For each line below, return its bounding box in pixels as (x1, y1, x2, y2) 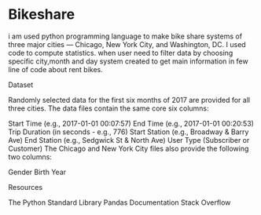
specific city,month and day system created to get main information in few (8, 56, 249, 66)
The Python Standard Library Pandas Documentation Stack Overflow (8, 198, 231, 207)
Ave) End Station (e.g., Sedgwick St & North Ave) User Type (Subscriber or (8, 135, 250, 144)
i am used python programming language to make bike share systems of (8, 31, 242, 41)
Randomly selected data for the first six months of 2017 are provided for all (8, 95, 250, 104)
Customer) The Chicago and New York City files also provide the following (8, 144, 249, 153)
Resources (8, 182, 43, 191)
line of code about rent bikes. (8, 64, 104, 74)
